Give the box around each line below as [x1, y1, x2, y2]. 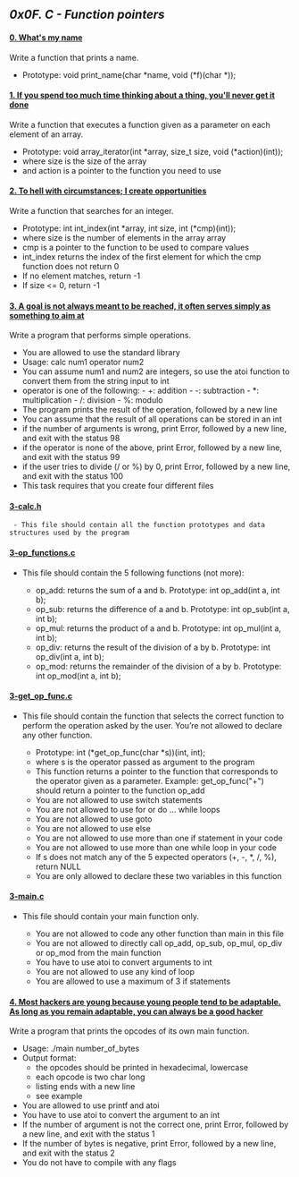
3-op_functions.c [9, 548, 76, 558]
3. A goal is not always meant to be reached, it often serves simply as [9, 300, 271, 311]
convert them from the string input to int [21, 376, 170, 387]
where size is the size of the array [21, 156, 147, 166]
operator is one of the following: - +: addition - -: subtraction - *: [21, 385, 260, 397]
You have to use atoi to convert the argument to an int [21, 1110, 220, 1121]
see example [35, 1091, 83, 1102]
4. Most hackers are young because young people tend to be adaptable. [9, 996, 281, 1007]
